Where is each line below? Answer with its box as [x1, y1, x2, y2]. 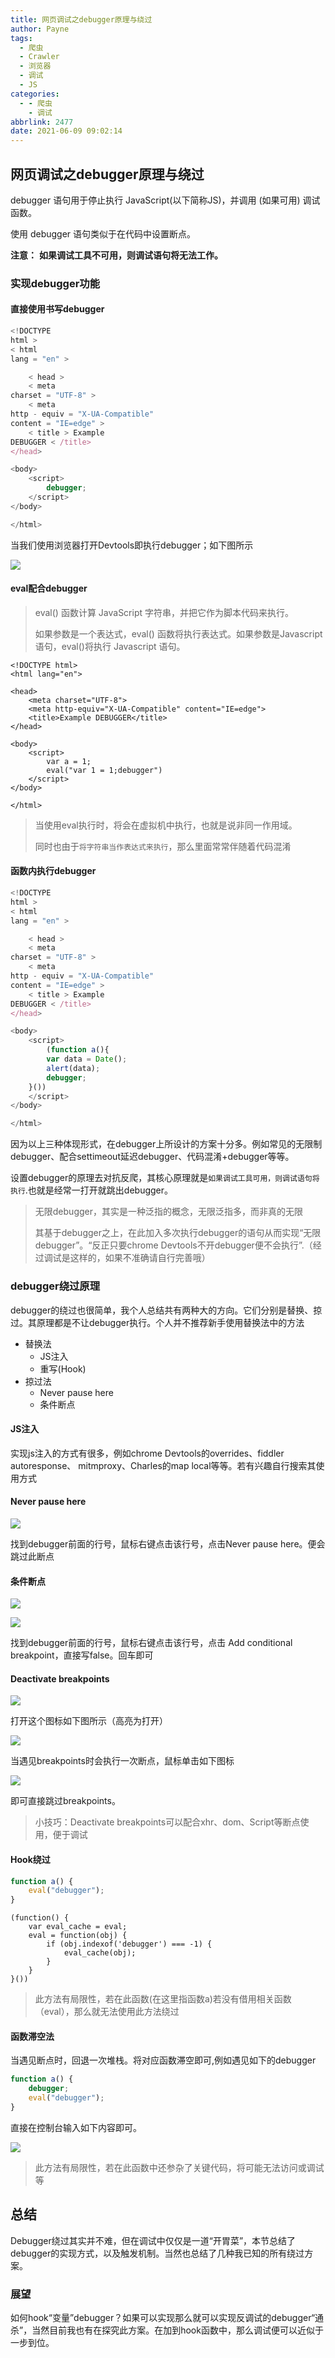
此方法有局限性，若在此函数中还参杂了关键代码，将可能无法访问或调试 [34, 2161, 325, 2173]
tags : [10, 33, 33, 43]
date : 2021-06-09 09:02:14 [10, 126, 123, 136]
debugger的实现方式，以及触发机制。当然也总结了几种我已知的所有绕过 [10, 2247, 305, 2259]
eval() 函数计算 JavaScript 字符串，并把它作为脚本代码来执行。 [34, 606, 295, 618]
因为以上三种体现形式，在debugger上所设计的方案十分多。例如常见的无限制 [10, 1138, 323, 1150]
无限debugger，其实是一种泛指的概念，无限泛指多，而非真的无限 [34, 1206, 303, 1218]
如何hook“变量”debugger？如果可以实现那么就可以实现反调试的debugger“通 [10, 2311, 325, 2323]
